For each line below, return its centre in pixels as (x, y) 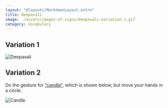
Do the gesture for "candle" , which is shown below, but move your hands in (84, 85)
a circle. (13, 90)
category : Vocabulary (28, 24)
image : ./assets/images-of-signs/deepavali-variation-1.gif (71, 19)
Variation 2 (23, 73)
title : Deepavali (24, 15)
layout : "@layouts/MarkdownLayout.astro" (50, 10)
